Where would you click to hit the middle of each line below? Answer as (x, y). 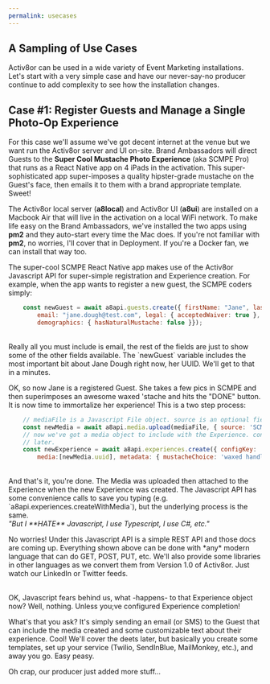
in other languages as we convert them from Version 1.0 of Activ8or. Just (129, 565)
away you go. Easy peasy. (51, 656)
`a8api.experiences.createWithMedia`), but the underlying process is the (128, 507)
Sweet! (20, 193)
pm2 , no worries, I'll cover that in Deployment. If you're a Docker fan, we (129, 243)
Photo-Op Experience (63, 123)
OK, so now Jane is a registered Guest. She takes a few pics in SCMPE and (133, 388)
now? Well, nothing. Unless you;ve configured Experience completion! (125, 606)
